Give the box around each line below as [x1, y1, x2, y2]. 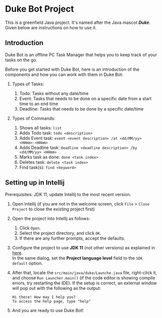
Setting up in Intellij [5, 179, 65, 187]
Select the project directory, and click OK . [19, 230, 101, 236]
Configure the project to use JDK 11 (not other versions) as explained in [12, 244, 155, 250]
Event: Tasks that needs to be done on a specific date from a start [19, 95, 152, 101]
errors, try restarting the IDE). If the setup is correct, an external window [12, 280, 157, 286]
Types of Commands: [12, 115, 55, 121]
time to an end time [19, 101, 58, 107]
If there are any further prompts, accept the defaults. [19, 235, 126, 241]
